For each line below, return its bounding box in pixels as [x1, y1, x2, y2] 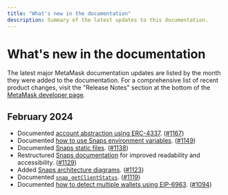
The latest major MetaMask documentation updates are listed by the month [7, 69, 221, 77]
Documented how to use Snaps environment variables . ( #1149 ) [17, 136, 196, 145]
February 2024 [7, 111, 74, 123]
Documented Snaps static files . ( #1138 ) [17, 144, 129, 152]
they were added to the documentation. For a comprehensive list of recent [7, 76, 219, 85]
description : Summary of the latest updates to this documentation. [7, 17, 209, 23]
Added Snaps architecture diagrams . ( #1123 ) [17, 166, 144, 174]
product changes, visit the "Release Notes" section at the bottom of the [7, 83, 211, 92]
